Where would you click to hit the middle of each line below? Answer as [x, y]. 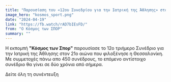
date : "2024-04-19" [26, 19]
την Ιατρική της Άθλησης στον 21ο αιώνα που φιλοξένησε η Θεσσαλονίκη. [84, 53]
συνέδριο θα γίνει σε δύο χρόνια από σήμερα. [54, 64]
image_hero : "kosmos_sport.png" [39, 15]
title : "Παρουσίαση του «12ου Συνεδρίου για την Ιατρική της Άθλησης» [82, 10]
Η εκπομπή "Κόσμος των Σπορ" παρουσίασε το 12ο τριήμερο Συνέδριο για [85, 48]
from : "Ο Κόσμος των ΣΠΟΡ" [34, 29]
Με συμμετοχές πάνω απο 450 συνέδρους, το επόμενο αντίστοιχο [76, 59]
